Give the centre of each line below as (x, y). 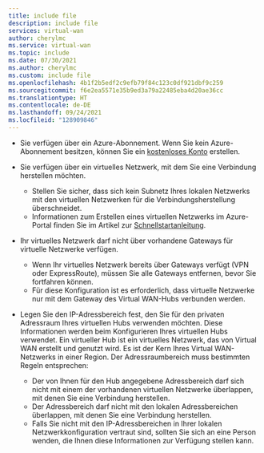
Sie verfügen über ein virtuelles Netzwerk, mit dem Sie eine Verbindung (138, 167)
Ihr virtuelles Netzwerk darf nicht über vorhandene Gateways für (126, 241)
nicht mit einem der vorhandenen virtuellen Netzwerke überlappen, (142, 389)
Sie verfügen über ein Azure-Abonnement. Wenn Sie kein (114, 143)
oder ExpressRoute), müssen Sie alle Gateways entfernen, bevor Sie (144, 273)
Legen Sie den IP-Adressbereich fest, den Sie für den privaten (122, 314)
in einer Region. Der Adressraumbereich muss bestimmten (154, 357)
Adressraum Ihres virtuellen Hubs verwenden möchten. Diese (121, 322)
